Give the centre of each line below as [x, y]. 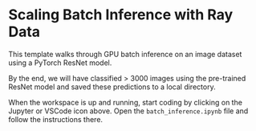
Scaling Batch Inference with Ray [121, 15]
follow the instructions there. [55, 119]
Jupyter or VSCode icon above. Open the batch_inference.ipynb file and [128, 111]
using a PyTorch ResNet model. [60, 63]
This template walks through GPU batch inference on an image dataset [125, 54]
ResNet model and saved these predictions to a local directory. [112, 87]
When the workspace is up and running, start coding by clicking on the [126, 102]
